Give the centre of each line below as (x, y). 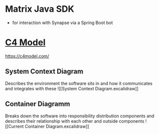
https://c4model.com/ (27, 56)
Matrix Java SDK (40, 9)
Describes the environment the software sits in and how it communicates (79, 83)
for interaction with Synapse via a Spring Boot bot (62, 23)
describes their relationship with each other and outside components (75, 121)
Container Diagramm (38, 104)
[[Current (14, 126)
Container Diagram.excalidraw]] (57, 126)
